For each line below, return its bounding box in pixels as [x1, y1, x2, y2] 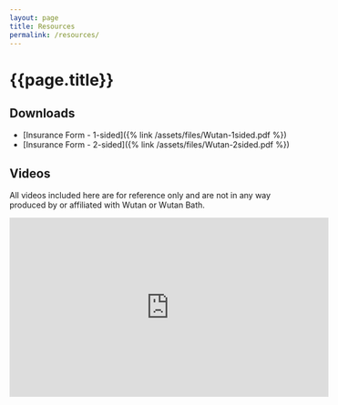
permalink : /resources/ [9, 30, 100, 39]
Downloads [9, 106, 76, 121]
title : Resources [9, 22, 76, 31]
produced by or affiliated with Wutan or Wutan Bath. [9, 199, 205, 210]
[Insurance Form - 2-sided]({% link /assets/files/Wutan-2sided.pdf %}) [22, 139, 290, 150]
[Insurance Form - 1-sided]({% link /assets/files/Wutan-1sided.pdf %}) [22, 129, 287, 141]
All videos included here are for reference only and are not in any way [9, 190, 271, 201]
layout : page [9, 13, 59, 23]
